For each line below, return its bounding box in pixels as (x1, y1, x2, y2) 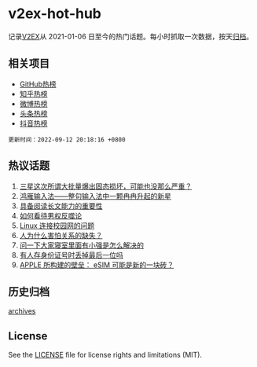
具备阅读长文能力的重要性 (19, 201, 103, 211)
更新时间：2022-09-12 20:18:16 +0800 (8, 135, 126, 144)
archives (8, 306, 36, 316)
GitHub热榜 (19, 79, 57, 89)
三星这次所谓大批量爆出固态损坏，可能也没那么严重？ (19, 182, 193, 191)
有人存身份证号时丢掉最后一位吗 (19, 250, 123, 259)
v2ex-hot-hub (8, 5, 102, 23)
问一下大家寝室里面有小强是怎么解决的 (19, 240, 144, 250)
